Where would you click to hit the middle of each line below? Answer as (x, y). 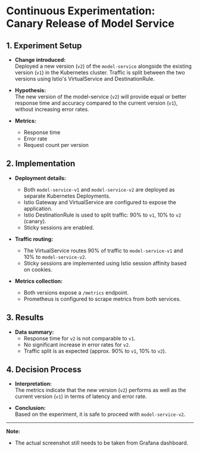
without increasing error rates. (52, 109)
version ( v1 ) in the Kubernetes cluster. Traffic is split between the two (100, 72)
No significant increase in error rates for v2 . (77, 344)
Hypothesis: (30, 90)
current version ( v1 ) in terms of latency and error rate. (81, 396)
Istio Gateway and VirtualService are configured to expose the (100, 202)
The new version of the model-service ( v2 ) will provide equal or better (101, 97)
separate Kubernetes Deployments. (67, 196)
